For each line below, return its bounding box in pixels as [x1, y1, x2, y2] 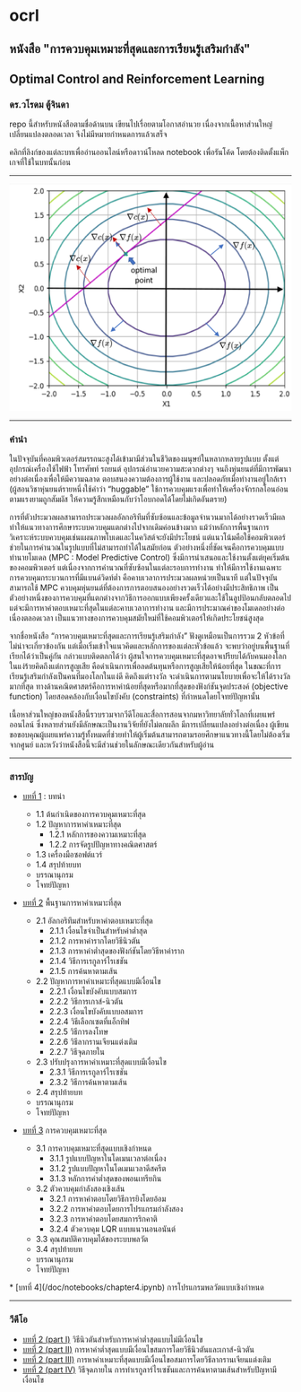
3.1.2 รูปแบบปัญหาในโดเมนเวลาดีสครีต [48, 1163, 167, 1174]
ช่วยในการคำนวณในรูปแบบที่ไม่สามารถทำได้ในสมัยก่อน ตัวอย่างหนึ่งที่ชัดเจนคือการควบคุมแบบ [9, 542, 285, 552]
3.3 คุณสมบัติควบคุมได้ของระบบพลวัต [35, 1234, 149, 1245]
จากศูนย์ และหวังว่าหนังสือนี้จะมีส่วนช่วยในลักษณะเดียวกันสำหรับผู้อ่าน [9, 739, 215, 750]
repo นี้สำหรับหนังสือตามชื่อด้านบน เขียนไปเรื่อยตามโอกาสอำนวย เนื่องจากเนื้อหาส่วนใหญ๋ [9, 118, 273, 130]
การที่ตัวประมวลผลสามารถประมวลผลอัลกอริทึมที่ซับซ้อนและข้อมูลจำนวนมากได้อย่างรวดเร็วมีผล [9, 512, 286, 523]
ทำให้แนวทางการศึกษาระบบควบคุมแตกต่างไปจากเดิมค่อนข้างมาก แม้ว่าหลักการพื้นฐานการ [9, 522, 270, 533]
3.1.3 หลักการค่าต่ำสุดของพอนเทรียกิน [48, 1173, 162, 1184]
